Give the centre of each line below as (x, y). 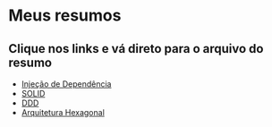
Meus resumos (65, 16)
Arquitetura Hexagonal (63, 112)
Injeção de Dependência (66, 84)
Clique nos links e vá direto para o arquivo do (136, 49)
